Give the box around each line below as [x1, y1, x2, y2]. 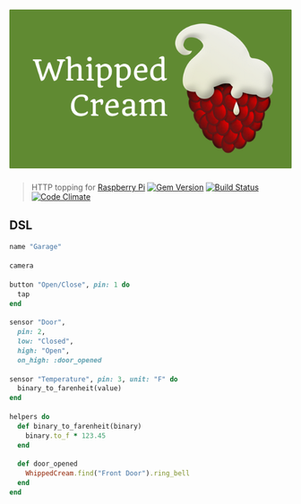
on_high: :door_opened [17, 355, 102, 364]
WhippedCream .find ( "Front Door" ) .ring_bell [25, 469, 191, 478]
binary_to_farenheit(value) [17, 384, 123, 393]
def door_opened [17, 459, 78, 469]
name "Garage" [9, 243, 63, 252]
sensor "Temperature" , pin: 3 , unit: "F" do [9, 374, 178, 384]
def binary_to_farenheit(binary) [17, 422, 142, 431]
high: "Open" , [17, 346, 70, 355]
